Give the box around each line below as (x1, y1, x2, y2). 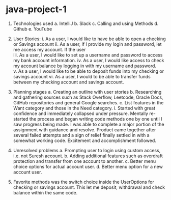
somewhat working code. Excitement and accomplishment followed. (13, 137, 157, 144)
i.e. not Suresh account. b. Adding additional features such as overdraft (13, 153, 163, 159)
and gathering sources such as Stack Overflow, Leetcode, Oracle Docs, (13, 94, 163, 100)
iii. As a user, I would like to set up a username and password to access (13, 52, 163, 58)
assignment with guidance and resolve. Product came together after (13, 126, 156, 133)
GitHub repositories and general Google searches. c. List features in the (13, 99, 164, 105)
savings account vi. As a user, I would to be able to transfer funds (13, 73, 151, 79)
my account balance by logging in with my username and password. (13, 63, 157, 69)
